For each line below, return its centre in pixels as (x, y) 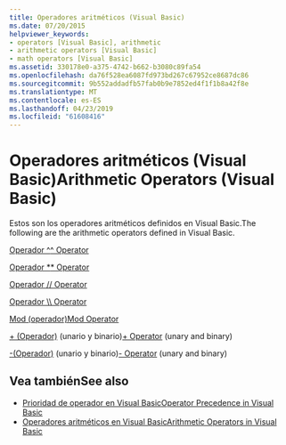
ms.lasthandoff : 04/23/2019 (61, 109)
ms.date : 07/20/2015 (48, 26)
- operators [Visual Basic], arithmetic (86, 42)
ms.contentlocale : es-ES (55, 100)
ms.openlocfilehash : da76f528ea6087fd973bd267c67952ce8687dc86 (129, 76)
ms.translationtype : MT (53, 92)
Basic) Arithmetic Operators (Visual (142, 180)
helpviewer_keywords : (49, 34)
